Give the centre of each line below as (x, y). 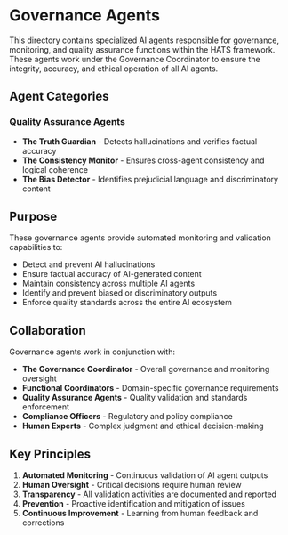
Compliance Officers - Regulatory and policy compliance (127, 417)
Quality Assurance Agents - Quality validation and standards (135, 398)
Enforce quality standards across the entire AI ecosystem (127, 303)
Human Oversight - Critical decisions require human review (132, 485)
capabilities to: (36, 247)
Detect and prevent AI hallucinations (88, 264)
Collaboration (48, 330)
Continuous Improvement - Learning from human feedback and (140, 514)
